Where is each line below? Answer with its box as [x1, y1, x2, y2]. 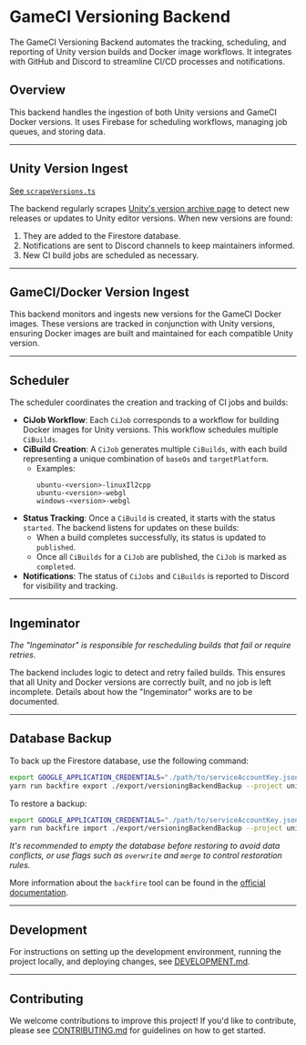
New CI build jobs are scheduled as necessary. [22, 249, 199, 261]
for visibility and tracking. [22, 581, 118, 592]
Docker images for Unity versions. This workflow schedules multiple [22, 424, 280, 435]
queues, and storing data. [9, 126, 107, 137]
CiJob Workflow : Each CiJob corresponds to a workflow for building [22, 415, 280, 426]
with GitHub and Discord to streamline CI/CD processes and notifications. [9, 56, 285, 67]
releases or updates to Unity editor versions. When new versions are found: [9, 212, 293, 223]
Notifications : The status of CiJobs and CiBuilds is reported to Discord [22, 571, 290, 582]
